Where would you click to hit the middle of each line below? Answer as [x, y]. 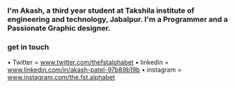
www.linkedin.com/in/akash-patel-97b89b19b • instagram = [95, 70]
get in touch [28, 46]
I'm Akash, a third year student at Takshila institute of [101, 11]
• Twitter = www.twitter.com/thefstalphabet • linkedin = [88, 63]
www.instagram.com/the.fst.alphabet [61, 77]
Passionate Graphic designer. [59, 28]
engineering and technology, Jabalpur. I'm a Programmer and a [117, 19]
